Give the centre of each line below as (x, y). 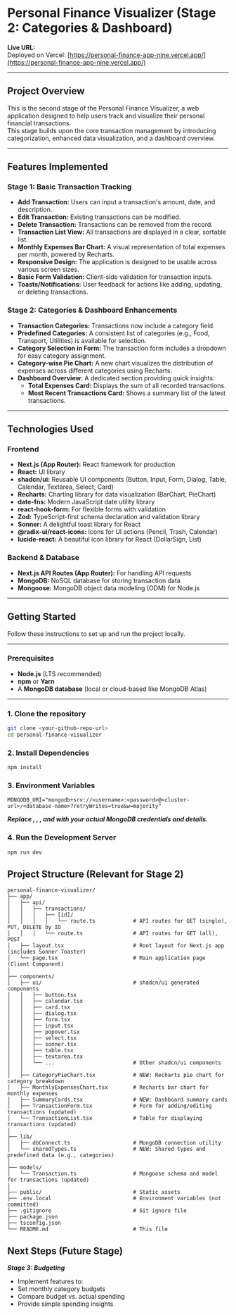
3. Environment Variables (51, 785)
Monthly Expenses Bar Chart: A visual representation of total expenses (122, 247)
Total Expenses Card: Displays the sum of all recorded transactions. (127, 385)
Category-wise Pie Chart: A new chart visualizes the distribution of (115, 363)
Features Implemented (58, 167)
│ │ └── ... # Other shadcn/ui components (114, 1063)
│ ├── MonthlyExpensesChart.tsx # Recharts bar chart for (108, 1087)
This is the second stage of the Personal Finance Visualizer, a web (103, 108)
